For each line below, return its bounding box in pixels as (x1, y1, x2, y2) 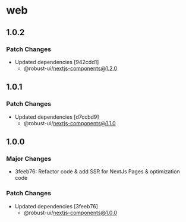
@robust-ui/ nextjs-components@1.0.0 (23, 209, 118, 216)
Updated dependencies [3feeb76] (14, 202, 98, 210)
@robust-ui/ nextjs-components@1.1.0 (23, 119, 116, 126)
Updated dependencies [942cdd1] (14, 58, 99, 65)
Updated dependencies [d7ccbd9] (14, 113, 99, 120)
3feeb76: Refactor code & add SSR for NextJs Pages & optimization (14, 168, 180, 175)
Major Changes (6, 154, 52, 163)
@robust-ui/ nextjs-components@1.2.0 (23, 65, 118, 72)
